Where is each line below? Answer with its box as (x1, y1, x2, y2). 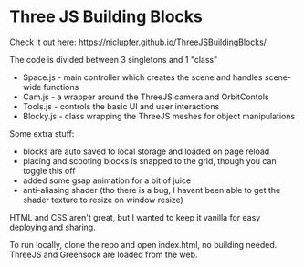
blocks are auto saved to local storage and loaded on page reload (22, 146, 270, 157)
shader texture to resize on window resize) (22, 194, 184, 205)
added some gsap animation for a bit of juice (22, 175, 192, 186)
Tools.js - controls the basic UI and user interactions (22, 100, 220, 111)
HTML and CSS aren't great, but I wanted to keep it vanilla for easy (9, 211, 261, 222)
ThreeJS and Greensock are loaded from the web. (9, 249, 198, 260)
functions (43, 81, 79, 92)
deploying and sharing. (9, 221, 96, 232)
